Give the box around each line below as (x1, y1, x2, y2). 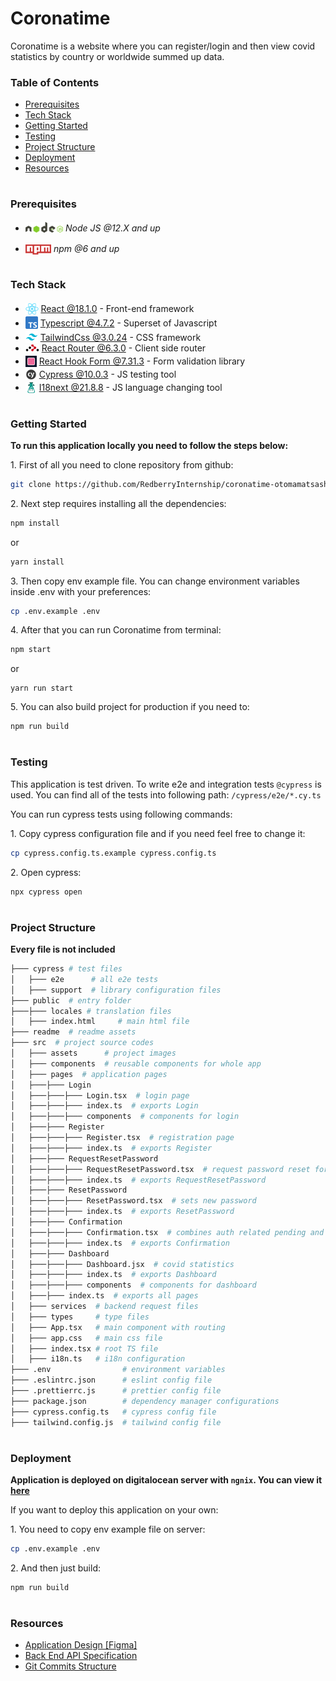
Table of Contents (10, 75, 100, 89)
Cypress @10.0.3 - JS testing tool (38, 368, 177, 381)
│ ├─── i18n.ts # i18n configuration (10, 1354, 186, 1364)
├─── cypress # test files (10, 964, 123, 974)
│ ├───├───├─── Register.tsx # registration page (10, 1133, 235, 1143)
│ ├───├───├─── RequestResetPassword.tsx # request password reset (10, 1164, 311, 1174)
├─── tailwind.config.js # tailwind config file (10, 1417, 222, 1427)
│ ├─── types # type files (10, 1312, 150, 1322)
